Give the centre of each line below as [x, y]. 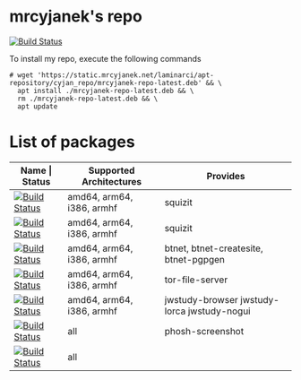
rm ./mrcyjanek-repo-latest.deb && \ [88, 99]
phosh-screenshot [204, 331]
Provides [226, 176]
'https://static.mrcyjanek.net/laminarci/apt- [126, 75]
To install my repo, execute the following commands [105, 58]
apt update [38, 106]
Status [36, 181]
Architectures [112, 181]
